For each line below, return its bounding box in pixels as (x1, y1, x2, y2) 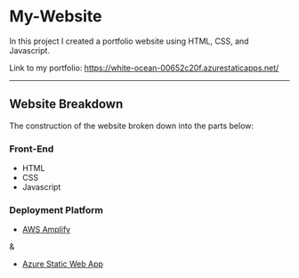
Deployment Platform (9, 203, 104, 216)
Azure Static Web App (21, 258, 104, 269)
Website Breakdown (9, 96, 124, 112)
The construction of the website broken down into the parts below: (9, 120, 255, 131)
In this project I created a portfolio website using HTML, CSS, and (9, 36, 249, 46)
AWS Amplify (21, 225, 71, 235)
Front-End (9, 143, 54, 155)
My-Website (9, 6, 102, 27)
